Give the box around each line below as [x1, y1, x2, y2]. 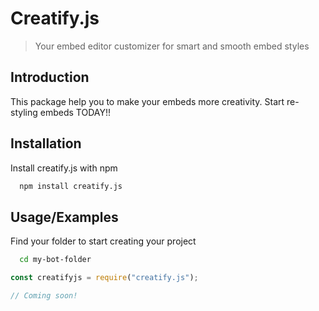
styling [10, 106, 38, 118]
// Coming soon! [10, 291, 78, 301]
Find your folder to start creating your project [10, 235, 197, 247]
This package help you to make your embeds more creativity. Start [10, 95, 285, 107]
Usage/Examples [10, 208, 119, 226]
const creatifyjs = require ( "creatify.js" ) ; [10, 273, 199, 283]
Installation [10, 135, 82, 152]
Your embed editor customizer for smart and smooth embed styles [34, 40, 310, 52]
